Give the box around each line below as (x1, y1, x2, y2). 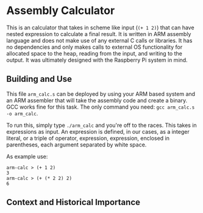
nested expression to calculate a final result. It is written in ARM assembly (6, 30, 191, 37)
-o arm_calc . (6, 109, 38, 117)
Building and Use (6, 74, 72, 84)
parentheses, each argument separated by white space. (6, 141, 147, 148)
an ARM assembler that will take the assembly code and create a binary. (6, 96, 188, 104)
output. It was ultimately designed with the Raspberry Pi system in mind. (6, 56, 188, 63)
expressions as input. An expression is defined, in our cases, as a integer (6, 128, 190, 135)
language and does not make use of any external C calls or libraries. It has (6, 37, 193, 44)
